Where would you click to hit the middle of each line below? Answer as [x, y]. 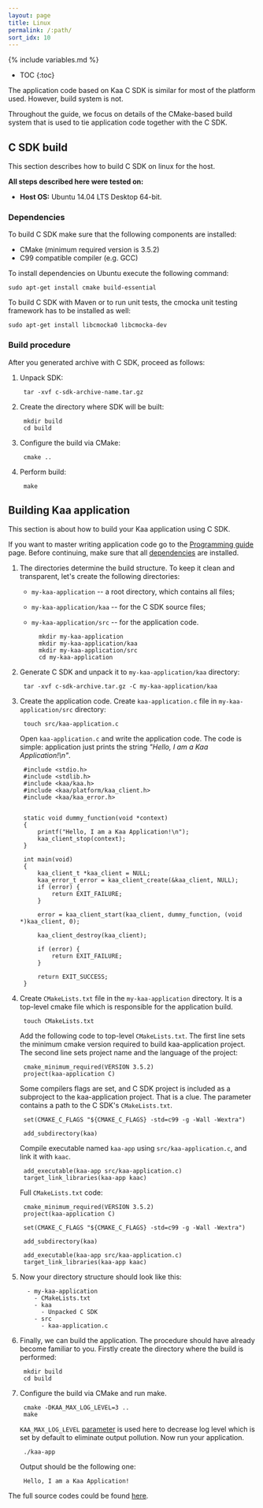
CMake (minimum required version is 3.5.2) [89, 250]
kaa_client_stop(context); [81, 839]
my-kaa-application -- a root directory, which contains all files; [133, 592]
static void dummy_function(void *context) [96, 818]
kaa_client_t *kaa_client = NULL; [94, 873]
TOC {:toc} [37, 75]
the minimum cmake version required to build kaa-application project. [132, 1044]
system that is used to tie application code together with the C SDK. [118, 122]
